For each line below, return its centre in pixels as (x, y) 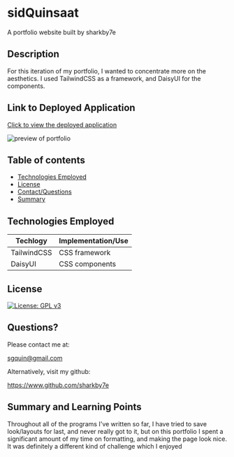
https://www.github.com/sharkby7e (58, 385)
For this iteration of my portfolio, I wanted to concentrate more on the (107, 71)
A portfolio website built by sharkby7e (62, 32)
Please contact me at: (38, 344)
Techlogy (31, 241)
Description (33, 54)
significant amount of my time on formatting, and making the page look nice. (117, 439)
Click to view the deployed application (62, 124)
